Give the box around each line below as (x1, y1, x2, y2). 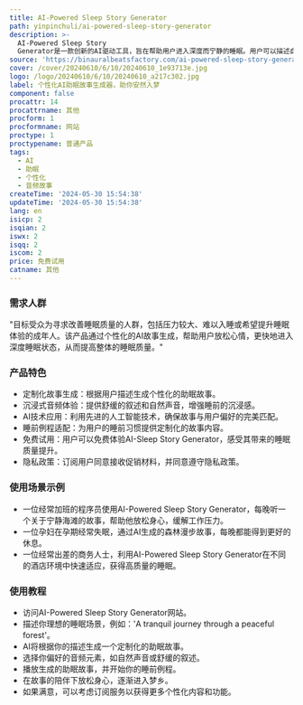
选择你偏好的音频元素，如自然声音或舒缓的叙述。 (22, 653, 205, 663)
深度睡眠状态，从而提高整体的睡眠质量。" (9, 342, 164, 352)
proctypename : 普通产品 (9, 139, 93, 148)
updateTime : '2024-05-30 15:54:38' (9, 198, 143, 208)
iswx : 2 (9, 231, 39, 240)
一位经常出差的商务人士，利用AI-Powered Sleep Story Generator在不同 (22, 549, 287, 559)
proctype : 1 (9, 131, 54, 140)
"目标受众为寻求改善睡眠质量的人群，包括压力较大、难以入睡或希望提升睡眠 (9, 319, 290, 330)
